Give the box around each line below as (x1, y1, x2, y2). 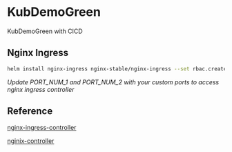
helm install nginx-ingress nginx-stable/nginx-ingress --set (7, 65, 190, 73)
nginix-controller (7, 137, 55, 145)
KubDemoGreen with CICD (7, 27, 83, 35)
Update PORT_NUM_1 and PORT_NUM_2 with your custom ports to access (7, 77, 220, 86)
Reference (7, 105, 53, 117)
